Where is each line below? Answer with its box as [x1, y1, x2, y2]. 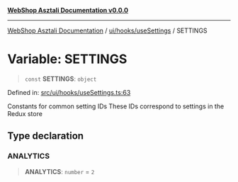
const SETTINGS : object [24, 74, 97, 83]
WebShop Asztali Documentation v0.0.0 [7, 6, 129, 14]
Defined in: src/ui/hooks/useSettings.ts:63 [7, 88, 131, 96]
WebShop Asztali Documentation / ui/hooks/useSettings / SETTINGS [7, 26, 208, 35]
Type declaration [7, 130, 84, 142]
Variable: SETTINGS [7, 51, 127, 67]
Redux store [7, 109, 42, 118]
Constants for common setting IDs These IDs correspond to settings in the [7, 102, 225, 110]
